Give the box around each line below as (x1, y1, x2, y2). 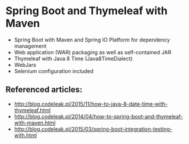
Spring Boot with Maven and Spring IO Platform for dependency (14, 36, 170, 43)
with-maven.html (14, 119, 56, 126)
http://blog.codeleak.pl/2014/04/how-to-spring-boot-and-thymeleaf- (14, 113, 184, 120)
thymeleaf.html (14, 106, 51, 113)
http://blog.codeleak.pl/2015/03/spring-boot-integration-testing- (14, 125, 172, 132)
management (14, 42, 47, 50)
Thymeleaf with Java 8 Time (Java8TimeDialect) (14, 55, 133, 62)
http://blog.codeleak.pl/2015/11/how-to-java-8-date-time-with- (14, 100, 168, 107)
